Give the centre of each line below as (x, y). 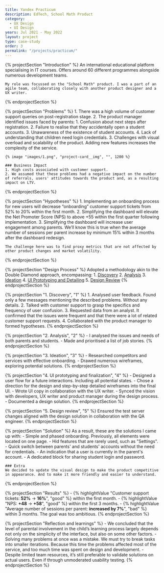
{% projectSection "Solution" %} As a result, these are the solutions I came (81, 431)
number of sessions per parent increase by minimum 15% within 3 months (80, 232)
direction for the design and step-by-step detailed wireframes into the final (80, 386)
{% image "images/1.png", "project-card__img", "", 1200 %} (68, 157)
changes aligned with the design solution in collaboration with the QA (75, 416)
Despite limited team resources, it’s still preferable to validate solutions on (79, 554)
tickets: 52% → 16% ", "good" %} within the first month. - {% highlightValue (81, 498)
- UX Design (22, 23)
